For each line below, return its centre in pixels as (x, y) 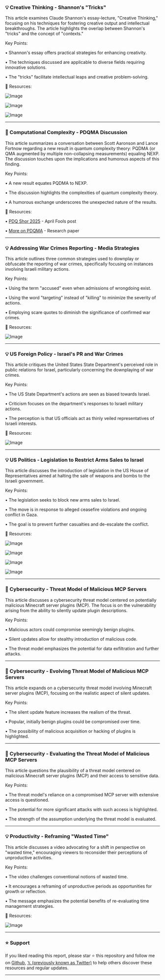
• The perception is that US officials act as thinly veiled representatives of (80, 419)
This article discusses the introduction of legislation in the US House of (77, 471)
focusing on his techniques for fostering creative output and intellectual (77, 23)
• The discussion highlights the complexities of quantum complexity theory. (82, 193)
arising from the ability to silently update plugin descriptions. (66, 610)
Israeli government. (25, 481)
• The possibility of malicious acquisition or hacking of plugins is (70, 731)
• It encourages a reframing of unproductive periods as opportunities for (79, 886)
